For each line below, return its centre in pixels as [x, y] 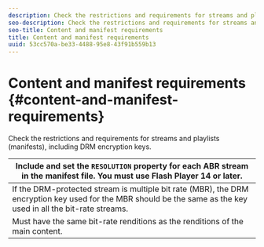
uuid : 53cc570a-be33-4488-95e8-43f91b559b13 [82, 45]
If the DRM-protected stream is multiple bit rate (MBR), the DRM [130, 189]
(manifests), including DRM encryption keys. [80, 147]
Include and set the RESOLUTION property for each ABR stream [132, 166]
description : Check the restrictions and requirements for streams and [128, 15]
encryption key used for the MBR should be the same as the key [130, 199]
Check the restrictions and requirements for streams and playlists [114, 139]
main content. [37, 231]
